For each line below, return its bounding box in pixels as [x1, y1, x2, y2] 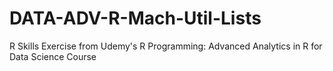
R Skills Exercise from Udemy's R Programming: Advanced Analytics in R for [9, 40, 323, 52]
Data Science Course [9, 50, 97, 62]
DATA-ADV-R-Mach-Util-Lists [9, 7, 262, 30]
